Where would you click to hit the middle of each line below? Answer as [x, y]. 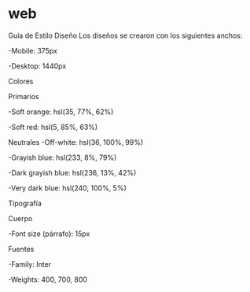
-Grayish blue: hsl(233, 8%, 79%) [63, 157]
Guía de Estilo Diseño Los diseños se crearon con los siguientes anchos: [125, 35]
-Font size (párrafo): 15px [49, 234]
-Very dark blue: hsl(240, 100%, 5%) [68, 188]
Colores [21, 81]
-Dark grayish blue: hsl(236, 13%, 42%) [72, 172]
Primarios [24, 96]
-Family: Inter [30, 264]
